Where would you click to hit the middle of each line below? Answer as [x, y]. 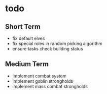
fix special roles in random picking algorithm [57, 44]
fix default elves [29, 38]
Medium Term [27, 64]
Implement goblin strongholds [42, 81]
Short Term [23, 27]
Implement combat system [39, 76]
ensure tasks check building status [48, 49]
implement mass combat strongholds [50, 86]
